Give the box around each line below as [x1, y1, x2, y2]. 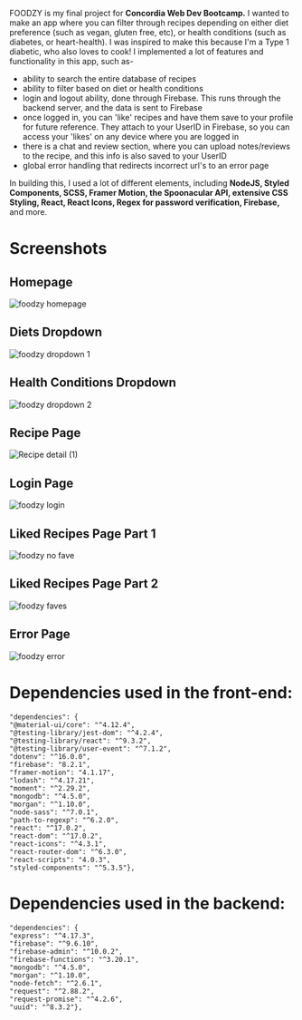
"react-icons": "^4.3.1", [9, 839, 107, 849]
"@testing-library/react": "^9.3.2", [9, 736, 152, 745]
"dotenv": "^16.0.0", [9, 752, 91, 761]
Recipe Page [9, 425, 81, 441]
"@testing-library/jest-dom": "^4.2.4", [9, 728, 165, 737]
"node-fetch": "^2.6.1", [9, 978, 103, 987]
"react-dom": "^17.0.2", [9, 831, 103, 840]
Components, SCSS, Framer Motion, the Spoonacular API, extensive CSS [9, 188, 288, 198]
